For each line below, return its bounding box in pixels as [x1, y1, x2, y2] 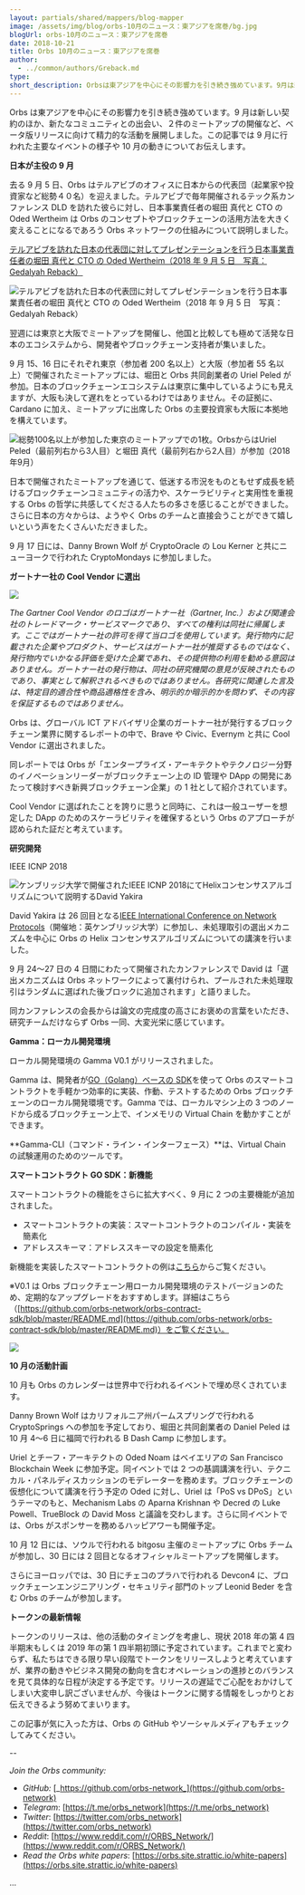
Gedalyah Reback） [9, 266, 83, 277]
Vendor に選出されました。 [9, 739, 110, 750]
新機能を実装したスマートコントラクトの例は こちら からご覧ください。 [9, 1261, 272, 1272]
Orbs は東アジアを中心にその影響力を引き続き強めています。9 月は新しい [9, 106, 282, 118]
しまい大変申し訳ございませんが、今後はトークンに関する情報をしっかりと [9, 1687, 287, 1698]
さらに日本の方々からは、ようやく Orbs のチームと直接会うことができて [9, 509, 278, 521]
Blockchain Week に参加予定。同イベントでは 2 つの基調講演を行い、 [9, 1463, 268, 1474]
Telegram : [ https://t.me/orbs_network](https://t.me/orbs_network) [22, 1802, 270, 1813]
